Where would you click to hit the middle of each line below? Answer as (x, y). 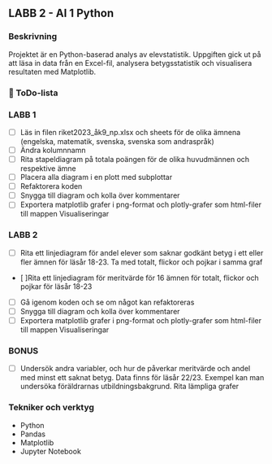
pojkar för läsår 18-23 (56, 286)
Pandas (33, 434)
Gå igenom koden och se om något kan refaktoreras (107, 302)
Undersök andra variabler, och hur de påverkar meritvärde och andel (135, 369)
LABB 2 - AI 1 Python (61, 13)
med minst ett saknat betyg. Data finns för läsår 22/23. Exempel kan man (142, 378)
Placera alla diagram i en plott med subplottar (96, 177)
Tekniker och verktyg (52, 408)
